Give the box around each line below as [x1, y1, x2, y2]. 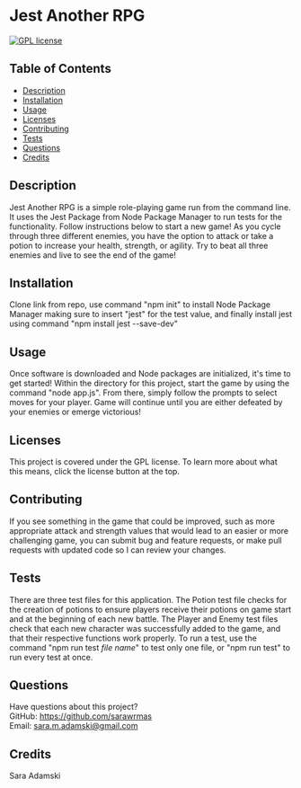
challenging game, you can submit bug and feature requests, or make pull [9, 535, 282, 545]
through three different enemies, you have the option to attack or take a [9, 230, 274, 241]
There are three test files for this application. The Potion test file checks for [9, 594, 288, 605]
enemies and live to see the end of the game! [9, 249, 177, 261]
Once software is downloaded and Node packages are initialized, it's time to [9, 368, 291, 379]
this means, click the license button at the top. [9, 466, 180, 476]
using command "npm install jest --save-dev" [9, 318, 178, 329]
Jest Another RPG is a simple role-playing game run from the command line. [9, 201, 291, 212]
